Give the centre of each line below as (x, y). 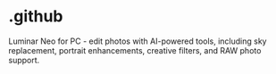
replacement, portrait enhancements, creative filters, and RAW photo (135, 50)
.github (36, 16)
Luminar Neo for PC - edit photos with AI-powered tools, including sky (138, 41)
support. (24, 60)
